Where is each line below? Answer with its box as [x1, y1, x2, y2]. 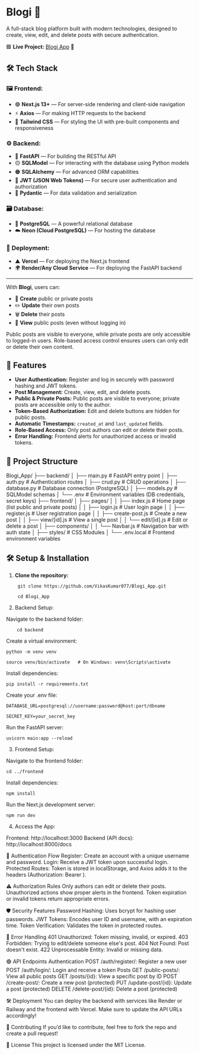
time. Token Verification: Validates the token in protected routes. [6, 922, 163, 929]
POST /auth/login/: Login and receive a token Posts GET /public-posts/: [6, 966, 180, 973]
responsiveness [14, 124, 54, 131]
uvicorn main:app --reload [6, 735, 73, 741]
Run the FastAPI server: [6, 723, 64, 731]
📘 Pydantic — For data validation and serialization [14, 189, 137, 196]
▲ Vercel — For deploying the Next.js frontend [14, 258, 130, 265]
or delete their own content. [6, 343, 74, 350]
